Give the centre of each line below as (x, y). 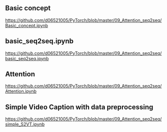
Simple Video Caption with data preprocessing (79, 107)
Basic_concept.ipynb (27, 25)
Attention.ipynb (21, 91)
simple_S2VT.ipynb (25, 125)
